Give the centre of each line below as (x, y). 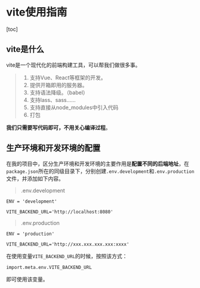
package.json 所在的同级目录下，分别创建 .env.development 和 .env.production (100, 171)
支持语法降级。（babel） (59, 92)
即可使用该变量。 (27, 279)
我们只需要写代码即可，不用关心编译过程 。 (59, 127)
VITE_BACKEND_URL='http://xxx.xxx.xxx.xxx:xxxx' (68, 244)
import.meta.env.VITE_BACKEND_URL (49, 267)
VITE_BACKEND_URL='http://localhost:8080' (60, 212)
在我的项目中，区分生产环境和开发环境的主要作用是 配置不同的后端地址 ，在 (98, 163)
